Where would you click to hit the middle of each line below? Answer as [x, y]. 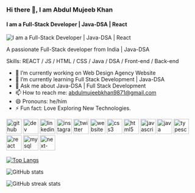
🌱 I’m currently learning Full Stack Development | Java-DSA [90, 80]
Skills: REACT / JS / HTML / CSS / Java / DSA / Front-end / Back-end [93, 61]
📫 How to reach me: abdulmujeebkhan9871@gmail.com [86, 93]
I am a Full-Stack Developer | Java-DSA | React [67, 24]
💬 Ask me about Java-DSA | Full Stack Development [80, 86]
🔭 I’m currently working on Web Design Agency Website [85, 73]
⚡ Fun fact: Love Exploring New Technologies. [73, 108]
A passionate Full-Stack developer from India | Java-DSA [78, 49]
